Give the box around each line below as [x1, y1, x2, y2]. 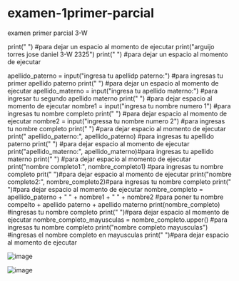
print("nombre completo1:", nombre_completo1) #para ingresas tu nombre [7, 162, 223, 170]
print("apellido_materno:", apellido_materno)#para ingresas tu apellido [7, 147, 214, 155]
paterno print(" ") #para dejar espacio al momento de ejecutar [7, 139, 190, 148]
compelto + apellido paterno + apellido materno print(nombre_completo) [7, 200, 220, 208]
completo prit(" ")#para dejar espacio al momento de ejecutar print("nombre [7, 170, 232, 178]
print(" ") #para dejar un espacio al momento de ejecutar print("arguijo [7, 42, 215, 51]
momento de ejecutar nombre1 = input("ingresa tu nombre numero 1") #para [7, 101, 231, 110]
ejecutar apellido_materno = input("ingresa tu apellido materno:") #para [7, 86, 218, 95]
